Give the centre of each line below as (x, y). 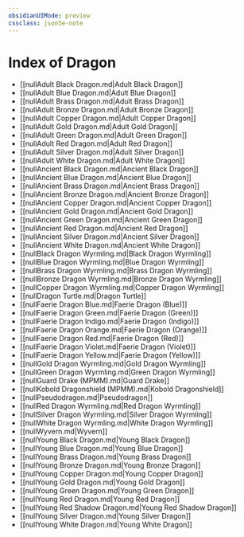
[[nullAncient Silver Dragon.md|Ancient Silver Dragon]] (110, 237)
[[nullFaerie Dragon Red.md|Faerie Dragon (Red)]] (102, 339)
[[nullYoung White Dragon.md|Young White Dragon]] (106, 525)
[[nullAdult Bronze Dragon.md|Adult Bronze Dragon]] (107, 110)
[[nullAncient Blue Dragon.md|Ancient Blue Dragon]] (106, 178)
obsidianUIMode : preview (49, 16)
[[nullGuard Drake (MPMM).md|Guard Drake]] (94, 381)
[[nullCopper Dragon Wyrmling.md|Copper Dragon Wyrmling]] (122, 288)
